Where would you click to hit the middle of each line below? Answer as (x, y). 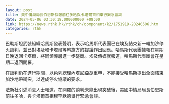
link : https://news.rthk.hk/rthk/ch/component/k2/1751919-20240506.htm (82, 24)
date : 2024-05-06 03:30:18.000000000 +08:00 (53, 19)
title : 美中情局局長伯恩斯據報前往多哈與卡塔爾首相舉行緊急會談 (64, 15)
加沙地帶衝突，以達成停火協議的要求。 (45, 79)
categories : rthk (23, 29)
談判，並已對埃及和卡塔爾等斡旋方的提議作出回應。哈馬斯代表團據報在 (82, 50)
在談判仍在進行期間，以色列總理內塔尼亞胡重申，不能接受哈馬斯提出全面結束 (84, 73)
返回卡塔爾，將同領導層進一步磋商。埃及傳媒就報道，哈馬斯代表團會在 (87, 56)
